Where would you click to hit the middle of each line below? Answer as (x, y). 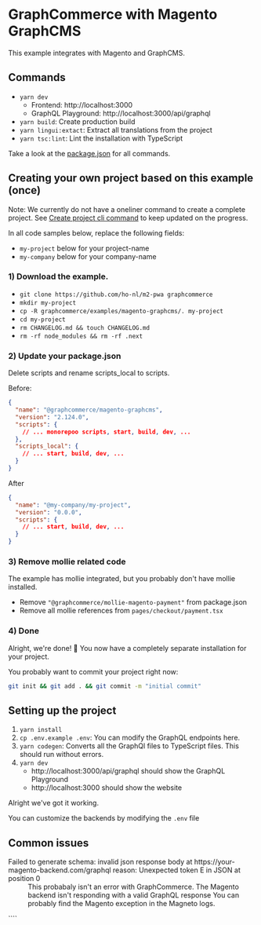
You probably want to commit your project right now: (93, 671)
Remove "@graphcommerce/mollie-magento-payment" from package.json (133, 602)
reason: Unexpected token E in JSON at (176, 870)
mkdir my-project (48, 303)
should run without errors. (62, 755)
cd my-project (42, 320)
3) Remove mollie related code (67, 561)
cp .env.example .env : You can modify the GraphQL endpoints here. (130, 738)
